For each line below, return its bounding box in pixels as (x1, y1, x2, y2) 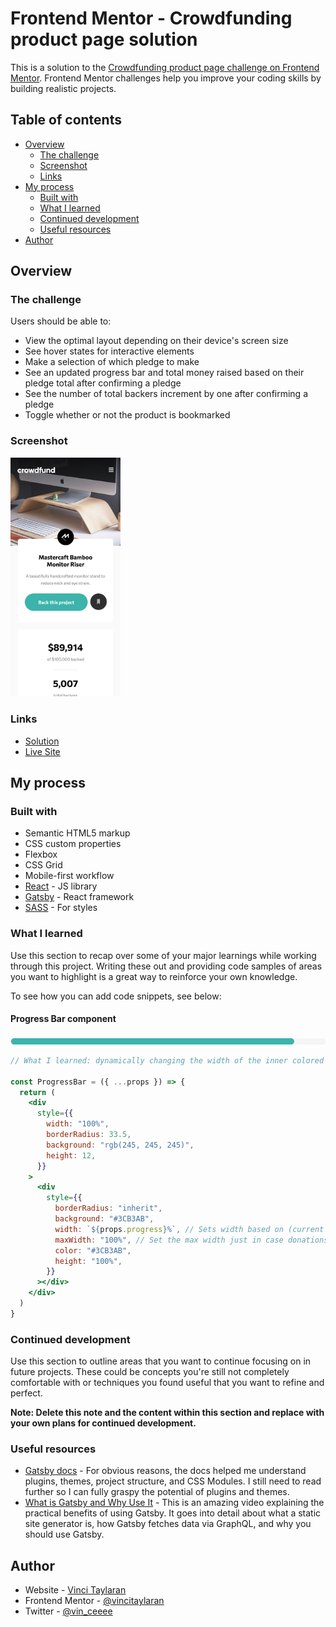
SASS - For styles (24, 902, 98, 914)
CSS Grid (24, 859, 63, 871)
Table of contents (10, 112, 122, 129)
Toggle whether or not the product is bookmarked (24, 409, 231, 421)
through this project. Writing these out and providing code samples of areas (10, 960, 323, 972)
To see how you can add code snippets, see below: (10, 990, 222, 1002)
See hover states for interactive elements (24, 345, 195, 357)
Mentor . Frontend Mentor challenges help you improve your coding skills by (10, 72, 322, 84)
